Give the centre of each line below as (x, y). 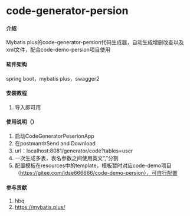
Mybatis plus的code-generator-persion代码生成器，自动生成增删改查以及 (95, 42)
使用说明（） (22, 122)
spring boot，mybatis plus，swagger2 (53, 78)
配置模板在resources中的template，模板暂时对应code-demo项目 (93, 165)
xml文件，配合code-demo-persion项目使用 (58, 50)
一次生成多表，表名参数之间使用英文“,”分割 (67, 158)
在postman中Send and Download (55, 143)
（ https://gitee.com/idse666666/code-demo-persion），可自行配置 (96, 173)
